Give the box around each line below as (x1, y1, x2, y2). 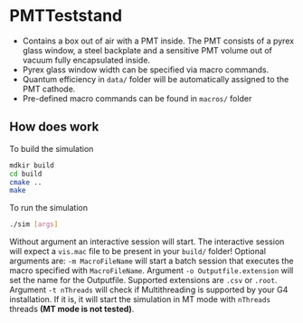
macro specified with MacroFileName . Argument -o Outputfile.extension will (9, 265, 294, 276)
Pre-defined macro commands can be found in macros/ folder (22, 92, 252, 104)
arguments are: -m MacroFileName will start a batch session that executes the (9, 255, 294, 267)
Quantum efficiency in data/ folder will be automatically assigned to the (22, 73, 289, 84)
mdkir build (9, 160, 54, 170)
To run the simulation (9, 203, 89, 214)
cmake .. (9, 177, 43, 186)
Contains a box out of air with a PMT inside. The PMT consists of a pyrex (22, 35, 295, 46)
